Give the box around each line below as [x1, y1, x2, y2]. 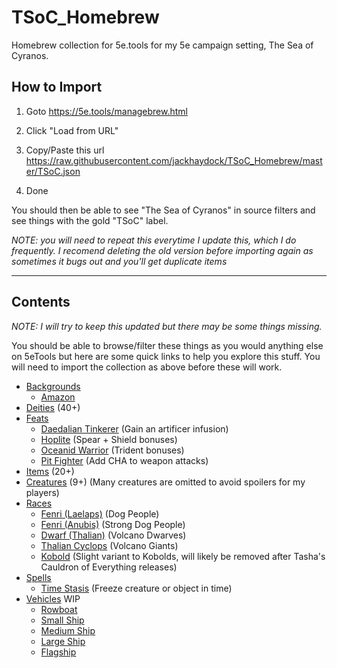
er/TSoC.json [25, 165, 81, 177]
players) [25, 486, 60, 498]
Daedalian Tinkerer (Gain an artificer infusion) [40, 422, 229, 435]
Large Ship [40, 635, 86, 647]
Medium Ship [40, 624, 96, 636]
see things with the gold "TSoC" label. [11, 214, 169, 226]
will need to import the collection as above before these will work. [11, 361, 283, 373]
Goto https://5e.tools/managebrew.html [25, 105, 188, 117]
